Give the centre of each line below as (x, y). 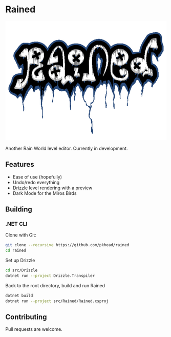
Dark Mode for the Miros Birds (45, 193)
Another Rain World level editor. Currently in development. (67, 148)
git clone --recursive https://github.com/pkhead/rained (67, 245)
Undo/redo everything (36, 182)
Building (19, 210)
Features (20, 164)
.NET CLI (16, 224)
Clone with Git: (21, 235)
